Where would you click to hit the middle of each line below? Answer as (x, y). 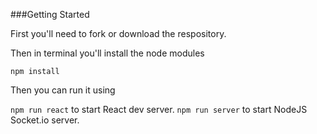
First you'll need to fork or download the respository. (118, 33)
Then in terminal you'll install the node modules (107, 53)
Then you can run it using (63, 90)
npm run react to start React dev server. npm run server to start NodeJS (159, 109)
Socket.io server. (45, 120)
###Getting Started (50, 14)
